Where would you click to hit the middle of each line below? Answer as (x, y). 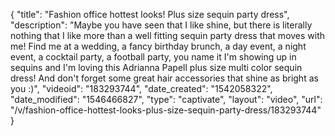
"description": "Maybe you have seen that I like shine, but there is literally (161, 25)
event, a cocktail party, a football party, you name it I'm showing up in (153, 57)
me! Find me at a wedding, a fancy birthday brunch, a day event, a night (158, 46)
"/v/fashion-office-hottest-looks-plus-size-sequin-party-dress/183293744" (166, 110)
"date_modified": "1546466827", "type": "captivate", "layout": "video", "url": (166, 99)
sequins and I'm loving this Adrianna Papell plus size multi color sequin (156, 67)
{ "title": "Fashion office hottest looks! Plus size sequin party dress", (150, 14)
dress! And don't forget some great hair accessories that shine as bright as (164, 78)
